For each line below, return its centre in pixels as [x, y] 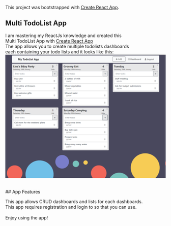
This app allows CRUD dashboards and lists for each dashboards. [74, 201]
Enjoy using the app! [27, 217]
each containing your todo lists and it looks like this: [60, 52]
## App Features [23, 191]
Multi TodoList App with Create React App [49, 41]
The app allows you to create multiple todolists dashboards [67, 46]
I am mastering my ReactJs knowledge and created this [64, 36]
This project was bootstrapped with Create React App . [62, 7]
